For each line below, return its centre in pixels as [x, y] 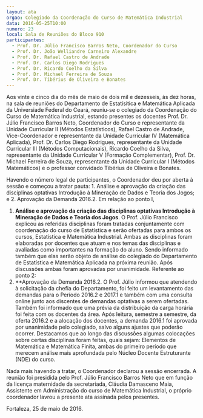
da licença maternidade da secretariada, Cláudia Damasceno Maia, [90, 384]
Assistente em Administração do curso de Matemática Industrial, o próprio [99, 391]
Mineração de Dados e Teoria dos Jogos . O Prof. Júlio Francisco [96, 218]
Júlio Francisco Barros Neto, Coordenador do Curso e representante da [95, 123]
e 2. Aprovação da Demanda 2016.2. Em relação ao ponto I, [80, 199]
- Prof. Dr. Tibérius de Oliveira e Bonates [69, 80]
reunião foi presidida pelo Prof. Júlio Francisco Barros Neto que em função [99, 378]
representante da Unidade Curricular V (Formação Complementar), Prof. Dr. [101, 155]
